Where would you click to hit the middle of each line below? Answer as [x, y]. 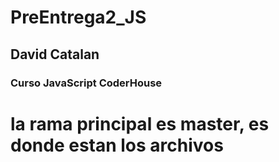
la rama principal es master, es [140, 123]
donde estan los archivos [117, 145]
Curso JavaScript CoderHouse [86, 83]
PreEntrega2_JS [78, 17]
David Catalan [55, 54]
